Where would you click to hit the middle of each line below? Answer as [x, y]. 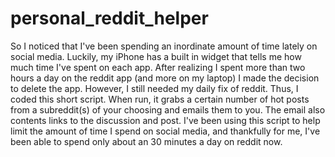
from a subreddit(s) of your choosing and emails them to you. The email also [168, 109]
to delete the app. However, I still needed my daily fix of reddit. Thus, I [154, 88]
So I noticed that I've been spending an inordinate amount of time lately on [164, 46]
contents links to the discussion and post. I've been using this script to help [165, 120]
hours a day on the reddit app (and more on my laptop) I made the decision [165, 78]
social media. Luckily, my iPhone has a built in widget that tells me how [156, 56]
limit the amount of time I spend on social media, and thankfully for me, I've [165, 131]
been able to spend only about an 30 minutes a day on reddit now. [146, 141]
